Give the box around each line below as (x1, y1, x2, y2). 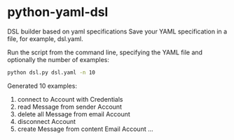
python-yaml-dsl (7, 4, 109, 20)
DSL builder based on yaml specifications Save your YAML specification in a (7, 27, 228, 36)
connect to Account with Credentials (17, 95, 123, 103)
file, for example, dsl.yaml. (7, 34, 83, 42)
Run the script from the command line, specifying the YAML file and (7, 48, 203, 56)
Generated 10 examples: (7, 81, 77, 90)
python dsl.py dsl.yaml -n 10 (7, 69, 96, 76)
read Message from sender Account (17, 102, 123, 111)
